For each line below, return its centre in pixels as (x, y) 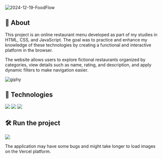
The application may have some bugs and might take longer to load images (80, 146)
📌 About (18, 23)
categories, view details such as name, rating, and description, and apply (78, 65)
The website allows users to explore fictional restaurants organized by (75, 60)
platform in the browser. (29, 50)
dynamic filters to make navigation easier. (47, 70)
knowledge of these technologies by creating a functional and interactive (78, 45)
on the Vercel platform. (28, 152)
